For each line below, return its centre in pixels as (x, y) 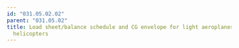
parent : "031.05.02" (37, 20)
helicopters (31, 34)
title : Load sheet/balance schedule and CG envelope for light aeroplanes (120, 27)
